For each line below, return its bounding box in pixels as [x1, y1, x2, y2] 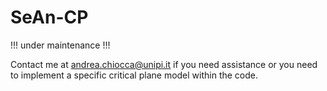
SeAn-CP [10, 6, 89, 29]
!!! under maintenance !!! [10, 39, 111, 51]
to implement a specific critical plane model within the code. [10, 69, 259, 81]
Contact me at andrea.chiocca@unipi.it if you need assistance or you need [10, 58, 318, 70]
